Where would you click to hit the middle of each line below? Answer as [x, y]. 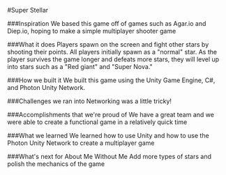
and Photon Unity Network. [46, 87]
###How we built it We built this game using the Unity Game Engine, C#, [111, 80]
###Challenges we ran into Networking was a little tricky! [90, 101]
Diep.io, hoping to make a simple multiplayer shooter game [92, 31]
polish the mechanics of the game [56, 164]
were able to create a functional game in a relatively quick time [97, 122]
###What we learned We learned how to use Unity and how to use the [108, 136]
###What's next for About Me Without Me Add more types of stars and [109, 157]
